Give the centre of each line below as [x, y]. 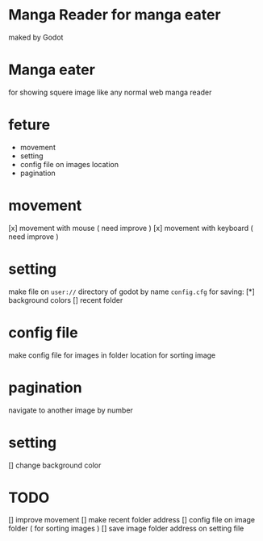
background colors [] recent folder [66, 300]
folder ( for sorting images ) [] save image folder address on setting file [126, 528]
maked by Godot [36, 37]
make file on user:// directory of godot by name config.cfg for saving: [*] [132, 291]
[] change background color [55, 465]
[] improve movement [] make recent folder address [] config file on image [132, 520]
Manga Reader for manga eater [115, 15]
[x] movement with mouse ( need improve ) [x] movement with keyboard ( [131, 228]
